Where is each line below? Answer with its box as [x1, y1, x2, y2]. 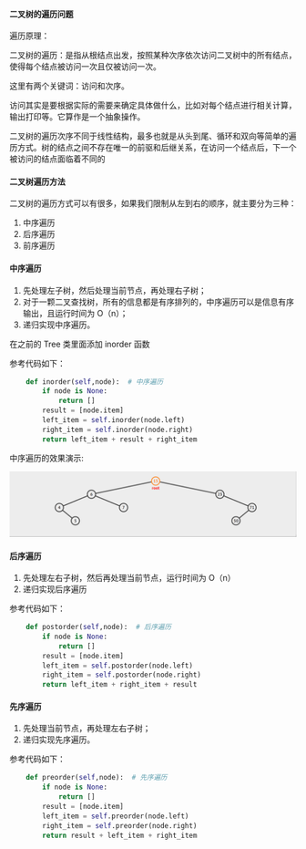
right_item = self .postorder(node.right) [42, 670, 202, 679]
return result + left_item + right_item [42, 831, 198, 840]
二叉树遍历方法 [9, 176, 66, 187]
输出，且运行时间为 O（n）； [22, 307, 128, 318]
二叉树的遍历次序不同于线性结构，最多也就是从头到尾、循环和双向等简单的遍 [9, 130, 297, 141]
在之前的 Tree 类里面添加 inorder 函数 [9, 338, 150, 349]
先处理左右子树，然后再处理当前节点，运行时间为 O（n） [22, 573, 236, 584]
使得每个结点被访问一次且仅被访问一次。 [9, 61, 161, 72]
